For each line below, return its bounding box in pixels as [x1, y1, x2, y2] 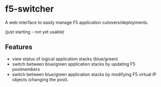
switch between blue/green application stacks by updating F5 [12, 61, 136, 67]
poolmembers [12, 66, 40, 72]
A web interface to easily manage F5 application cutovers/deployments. [5, 19, 149, 25]
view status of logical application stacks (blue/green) [12, 56, 118, 62]
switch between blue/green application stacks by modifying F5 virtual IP [12, 71, 157, 77]
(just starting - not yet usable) [5, 29, 64, 35]
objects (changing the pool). [12, 76, 69, 82]
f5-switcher [5, 3, 54, 15]
